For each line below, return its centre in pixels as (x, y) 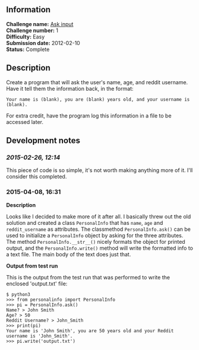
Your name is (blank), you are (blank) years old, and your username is (98, 99)
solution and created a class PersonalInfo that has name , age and (85, 222)
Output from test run (32, 266)
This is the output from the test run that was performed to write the (88, 277)
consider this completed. (37, 177)
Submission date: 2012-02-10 (43, 43)
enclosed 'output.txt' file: (37, 284)
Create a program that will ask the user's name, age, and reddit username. (97, 82)
